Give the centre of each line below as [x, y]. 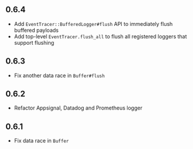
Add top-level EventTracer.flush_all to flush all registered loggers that [100, 36]
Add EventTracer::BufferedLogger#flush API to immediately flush [93, 24]
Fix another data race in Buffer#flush [59, 75]
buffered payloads [36, 30]
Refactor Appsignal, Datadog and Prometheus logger [78, 108]
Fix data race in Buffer [41, 141]
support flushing [34, 42]
